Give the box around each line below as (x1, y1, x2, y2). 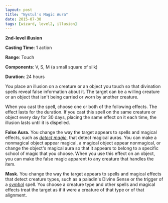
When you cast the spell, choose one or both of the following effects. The (5, 103, 157, 110)
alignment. (5, 192, 27, 198)
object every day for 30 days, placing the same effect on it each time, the (5, 114, 157, 120)
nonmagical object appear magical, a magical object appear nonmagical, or (5, 140, 161, 146)
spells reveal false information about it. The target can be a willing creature (5, 88, 160, 95)
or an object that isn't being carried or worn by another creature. (5, 94, 139, 100)
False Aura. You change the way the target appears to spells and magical (5, 129, 157, 135)
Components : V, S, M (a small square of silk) (5, 64, 98, 70)
